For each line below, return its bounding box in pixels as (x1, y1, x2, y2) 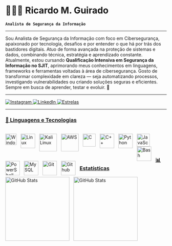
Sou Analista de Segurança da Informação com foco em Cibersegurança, (5, 35, 160, 41)
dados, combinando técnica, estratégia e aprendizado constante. (5, 51, 143, 58)
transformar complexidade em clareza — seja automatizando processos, (5, 73, 159, 79)
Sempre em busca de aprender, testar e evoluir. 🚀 (5, 84, 110, 90)
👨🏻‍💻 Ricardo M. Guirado (5, 5, 109, 16)
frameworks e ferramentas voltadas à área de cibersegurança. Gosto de (5, 68, 158, 74)
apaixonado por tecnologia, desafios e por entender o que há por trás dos (5, 40, 161, 47)
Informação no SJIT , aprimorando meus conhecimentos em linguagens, (5, 62, 158, 69)
